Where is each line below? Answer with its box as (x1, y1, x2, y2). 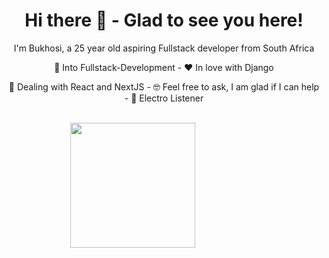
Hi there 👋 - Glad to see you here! (24, 9, 304, 32)
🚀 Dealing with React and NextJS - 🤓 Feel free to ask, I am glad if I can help (8, 80, 320, 93)
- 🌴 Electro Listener (124, 92, 204, 104)
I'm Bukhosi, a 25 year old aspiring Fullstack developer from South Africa (13, 42, 315, 54)
